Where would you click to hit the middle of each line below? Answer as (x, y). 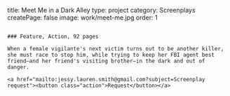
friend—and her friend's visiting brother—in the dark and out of (106, 61)
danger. (19, 67)
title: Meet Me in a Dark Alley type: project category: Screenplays (101, 10)
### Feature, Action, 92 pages (53, 36)
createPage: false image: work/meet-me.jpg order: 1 (82, 18)
